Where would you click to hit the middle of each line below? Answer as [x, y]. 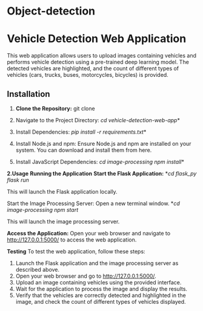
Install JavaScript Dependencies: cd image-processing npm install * [100, 162]
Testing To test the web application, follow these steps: [76, 251]
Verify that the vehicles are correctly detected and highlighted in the [101, 295]
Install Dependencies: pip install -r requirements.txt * [81, 132]
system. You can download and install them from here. [84, 150]
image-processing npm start [42, 209]
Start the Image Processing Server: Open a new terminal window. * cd [94, 203]
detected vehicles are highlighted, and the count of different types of [93, 68]
